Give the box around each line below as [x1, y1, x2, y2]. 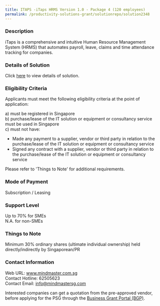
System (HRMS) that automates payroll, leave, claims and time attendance [5, 44, 155, 50]
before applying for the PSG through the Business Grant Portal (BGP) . [5, 295, 145, 301]
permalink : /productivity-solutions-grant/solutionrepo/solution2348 [5, 12, 150, 17]
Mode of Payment [5, 178, 48, 185]
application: [5, 101, 29, 107]
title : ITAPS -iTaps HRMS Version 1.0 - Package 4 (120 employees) [5, 7, 146, 12]
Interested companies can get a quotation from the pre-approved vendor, [5, 290, 153, 296]
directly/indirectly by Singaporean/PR [5, 247, 80, 253]
